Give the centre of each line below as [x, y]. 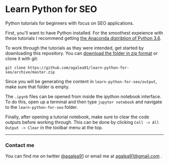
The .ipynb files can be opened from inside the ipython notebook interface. [83, 96]
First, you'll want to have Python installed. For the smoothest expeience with [84, 33]
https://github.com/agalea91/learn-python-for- [78, 68]
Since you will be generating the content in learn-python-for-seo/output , [81, 81]
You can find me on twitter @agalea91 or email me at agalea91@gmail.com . [84, 156]
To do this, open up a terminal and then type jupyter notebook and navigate [84, 102]
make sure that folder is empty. [37, 87]
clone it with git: [22, 58]
